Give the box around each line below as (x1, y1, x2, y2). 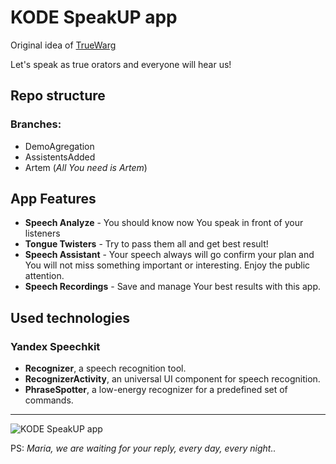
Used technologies (10, 309, 131, 326)
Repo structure (10, 87, 106, 105)
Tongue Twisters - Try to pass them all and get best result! (24, 238, 269, 250)
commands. (24, 394, 74, 406)
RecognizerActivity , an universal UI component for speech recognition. (24, 373, 321, 385)
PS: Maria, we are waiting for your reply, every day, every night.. (10, 442, 277, 455)
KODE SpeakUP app (10, 6, 178, 29)
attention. (24, 270, 65, 282)
